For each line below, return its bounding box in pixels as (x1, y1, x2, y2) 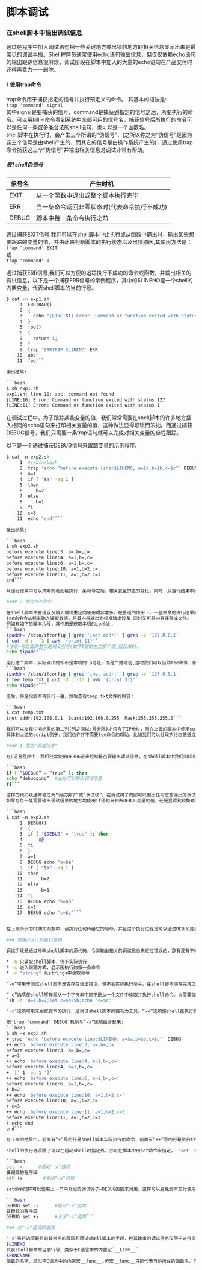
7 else (19, 493, 39, 500)
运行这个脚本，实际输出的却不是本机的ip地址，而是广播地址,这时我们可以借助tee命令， (6, 660, 192, 666)
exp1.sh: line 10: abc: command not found (6, 391, 114, 397)
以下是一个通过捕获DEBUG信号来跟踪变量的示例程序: (6, 442, 137, 449)
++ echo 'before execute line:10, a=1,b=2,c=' (6, 1092, 125, 1098)
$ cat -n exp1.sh (6, 296, 50, 302)
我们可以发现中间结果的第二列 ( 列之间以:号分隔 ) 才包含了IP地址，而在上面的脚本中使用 (6, 726, 190, 732)
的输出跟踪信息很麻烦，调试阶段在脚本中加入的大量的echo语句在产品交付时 (6, 59, 192, 66)
